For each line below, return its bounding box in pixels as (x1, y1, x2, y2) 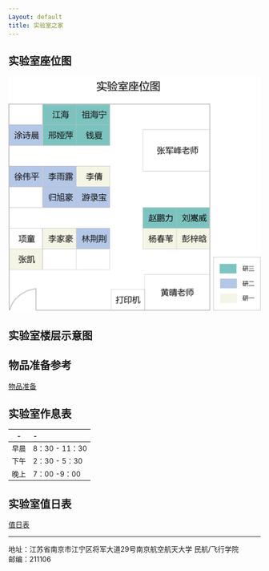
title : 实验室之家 (8, 21, 64, 30)
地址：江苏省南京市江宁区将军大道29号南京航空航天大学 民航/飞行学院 (8, 544, 239, 553)
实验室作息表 (8, 407, 72, 420)
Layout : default (8, 13, 62, 21)
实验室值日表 (8, 497, 72, 511)
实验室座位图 (8, 54, 72, 67)
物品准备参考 (8, 358, 72, 372)
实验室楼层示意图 (8, 329, 93, 342)
